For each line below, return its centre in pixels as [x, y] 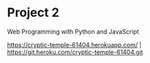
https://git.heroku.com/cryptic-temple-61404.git [75, 52]
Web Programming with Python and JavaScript [73, 32]
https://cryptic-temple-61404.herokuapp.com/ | [74, 45]
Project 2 [33, 13]
